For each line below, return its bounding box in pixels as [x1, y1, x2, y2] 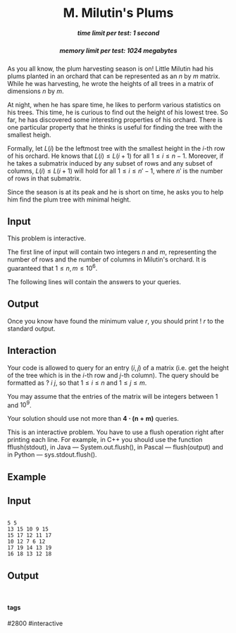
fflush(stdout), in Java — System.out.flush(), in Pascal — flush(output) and [7, 443, 223, 452]
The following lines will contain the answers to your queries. [7, 278, 182, 286]
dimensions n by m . [7, 87, 65, 95]
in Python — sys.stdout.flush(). [7, 450, 97, 459]
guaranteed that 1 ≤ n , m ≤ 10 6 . [7, 263, 98, 272]
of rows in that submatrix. [7, 174, 82, 183]
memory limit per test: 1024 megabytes [59, 47, 178, 55]
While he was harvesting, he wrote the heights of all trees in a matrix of [7, 79, 214, 87]
